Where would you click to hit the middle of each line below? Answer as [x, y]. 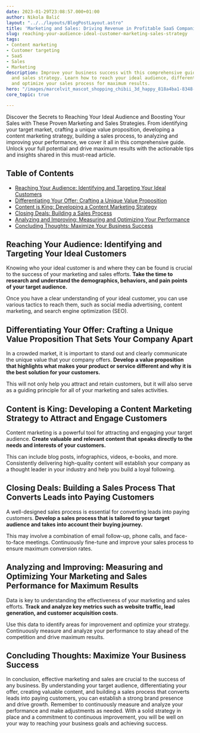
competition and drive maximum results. [55, 637]
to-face [15, 542]
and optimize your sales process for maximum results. [81, 84]
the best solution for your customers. [53, 372]
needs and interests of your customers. [56, 445]
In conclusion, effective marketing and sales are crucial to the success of [96, 679]
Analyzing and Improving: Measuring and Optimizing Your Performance [102, 219]
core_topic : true [28, 95]
